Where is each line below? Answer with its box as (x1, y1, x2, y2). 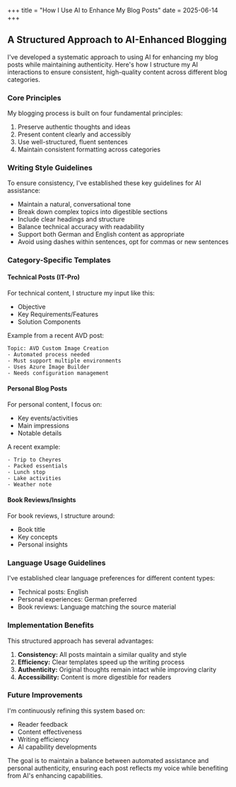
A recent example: (7, 442, 61, 451)
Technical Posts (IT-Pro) (7, 272, 80, 281)
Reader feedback (17, 720, 69, 728)
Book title (17, 525, 46, 533)
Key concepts (17, 532, 58, 541)
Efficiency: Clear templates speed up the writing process (17, 658, 185, 666)
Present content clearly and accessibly (17, 130, 131, 139)
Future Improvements (7, 690, 83, 700)
